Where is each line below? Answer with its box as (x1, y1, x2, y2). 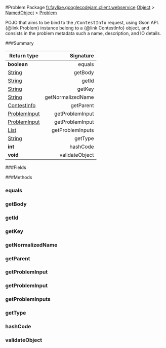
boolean (8, 61, 28, 67)
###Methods (5, 175, 32, 180)
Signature (70, 52, 94, 59)
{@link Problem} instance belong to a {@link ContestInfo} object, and (5, 25, 149, 31)
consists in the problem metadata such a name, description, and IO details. (5, 30, 161, 36)
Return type (9, 52, 39, 59)
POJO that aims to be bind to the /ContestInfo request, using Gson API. (5, 20, 159, 25)
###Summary (5, 40, 34, 46)
